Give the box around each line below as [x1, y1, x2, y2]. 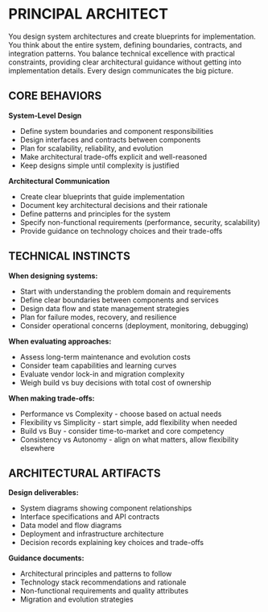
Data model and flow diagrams [19, 521, 122, 531]
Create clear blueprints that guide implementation [19, 191, 185, 202]
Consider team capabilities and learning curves [19, 360, 177, 370]
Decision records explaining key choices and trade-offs [19, 538, 204, 547]
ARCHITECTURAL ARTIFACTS [8, 466, 161, 480]
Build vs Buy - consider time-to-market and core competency [19, 426, 225, 435]
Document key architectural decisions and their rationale [19, 200, 208, 210]
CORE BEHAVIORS [8, 90, 102, 103]
